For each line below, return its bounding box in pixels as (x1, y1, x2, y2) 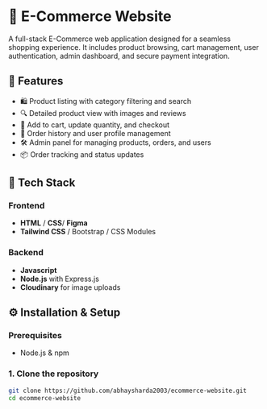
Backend (8, 247, 44, 258)
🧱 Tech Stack (8, 176, 76, 190)
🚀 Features (8, 74, 64, 88)
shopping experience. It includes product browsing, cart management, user (8, 42, 260, 52)
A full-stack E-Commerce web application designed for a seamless (8, 34, 232, 43)
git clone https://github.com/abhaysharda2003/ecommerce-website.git (8, 386, 248, 395)
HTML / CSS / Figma (19, 218, 88, 228)
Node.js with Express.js (19, 274, 99, 283)
